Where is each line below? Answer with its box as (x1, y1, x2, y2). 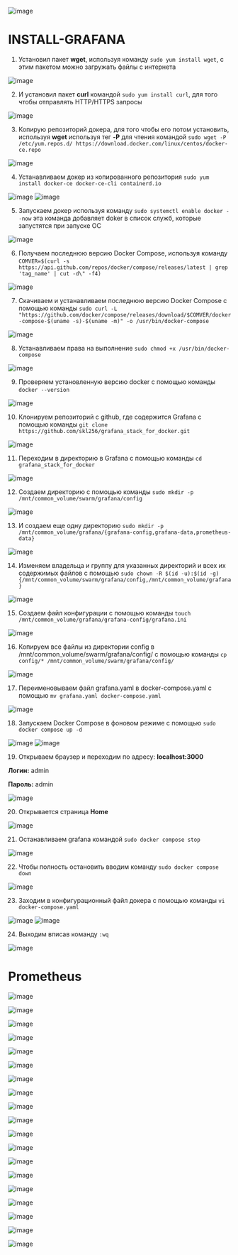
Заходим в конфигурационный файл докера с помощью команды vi (18, 896, 225, 904)
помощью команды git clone (18, 420, 108, 429)
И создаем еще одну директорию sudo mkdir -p (18, 521, 164, 530)
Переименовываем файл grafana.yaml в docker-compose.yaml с (18, 684, 212, 692)
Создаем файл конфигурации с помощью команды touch (18, 608, 191, 617)
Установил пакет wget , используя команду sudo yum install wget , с (18, 55, 224, 63)
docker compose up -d (18, 726, 82, 733)
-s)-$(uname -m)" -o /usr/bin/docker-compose (72, 317, 210, 324)
